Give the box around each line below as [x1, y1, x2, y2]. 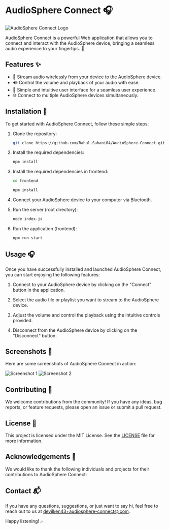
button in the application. [12, 287, 65, 293]
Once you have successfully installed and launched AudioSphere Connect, [5, 266, 161, 272]
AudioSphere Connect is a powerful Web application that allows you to [5, 35, 153, 41]
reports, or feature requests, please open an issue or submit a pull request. [5, 404, 162, 410]
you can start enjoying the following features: [5, 271, 100, 277]
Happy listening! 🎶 [5, 518, 43, 524]
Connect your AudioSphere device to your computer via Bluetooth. [12, 197, 152, 203]
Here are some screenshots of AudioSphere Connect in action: [5, 361, 137, 367]
